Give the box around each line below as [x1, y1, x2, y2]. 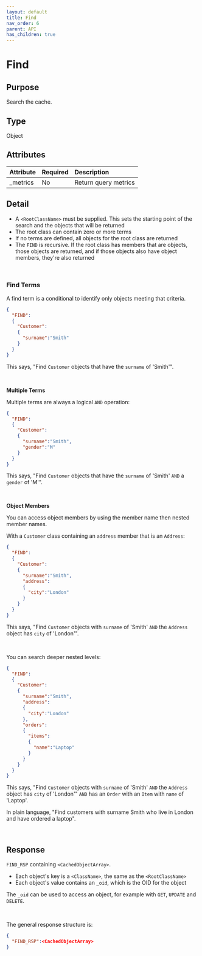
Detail [6, 199, 29, 209]
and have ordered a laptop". [6, 815, 76, 822]
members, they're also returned [15, 254, 95, 261]
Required [41, 168, 69, 176]
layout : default [6, 9, 47, 15]
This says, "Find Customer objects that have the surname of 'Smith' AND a [6, 472, 184, 479]
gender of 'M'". [6, 479, 43, 486]
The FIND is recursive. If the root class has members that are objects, [15, 241, 188, 248]
